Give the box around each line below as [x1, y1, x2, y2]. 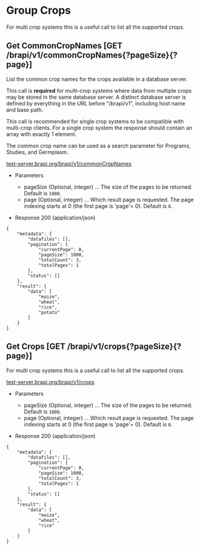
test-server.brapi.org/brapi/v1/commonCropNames [6, 160, 132, 167]
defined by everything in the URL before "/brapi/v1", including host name [6, 99, 186, 107]
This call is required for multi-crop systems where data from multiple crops [6, 87, 192, 94]
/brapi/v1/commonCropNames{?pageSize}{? [6, 50, 178, 61]
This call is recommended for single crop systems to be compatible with [6, 117, 184, 125]
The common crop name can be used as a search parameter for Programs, [6, 142, 191, 149]
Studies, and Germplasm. [6, 148, 69, 156]
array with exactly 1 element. [6, 130, 77, 138]
